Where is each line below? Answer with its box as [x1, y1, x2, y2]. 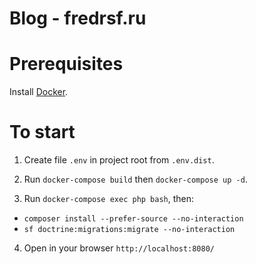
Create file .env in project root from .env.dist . [23, 154, 215, 166]
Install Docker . [9, 86, 69, 98]
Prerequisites [9, 53, 124, 76]
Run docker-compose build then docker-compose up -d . [23, 173, 248, 186]
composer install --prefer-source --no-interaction [23, 214, 244, 224]
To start [9, 121, 76, 144]
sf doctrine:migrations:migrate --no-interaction [23, 225, 236, 235]
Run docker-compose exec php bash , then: [23, 193, 195, 205]
